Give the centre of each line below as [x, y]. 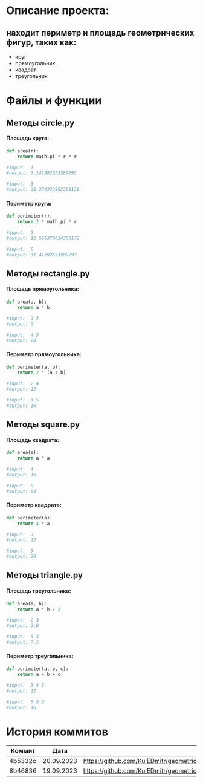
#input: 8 [20, 486]
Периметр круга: [29, 203]
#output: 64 [21, 491]
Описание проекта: [58, 11]
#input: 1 [20, 167]
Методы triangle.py [45, 575]
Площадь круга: [28, 138]
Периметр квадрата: [34, 505]
